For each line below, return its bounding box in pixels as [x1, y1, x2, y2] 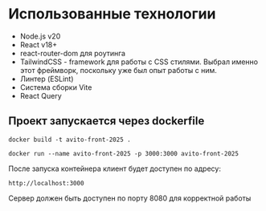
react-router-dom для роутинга [19, 48, 126, 58]
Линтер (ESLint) [19, 74, 74, 83]
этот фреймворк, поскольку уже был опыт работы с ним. [19, 65, 217, 75]
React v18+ [19, 39, 58, 49]
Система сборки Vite [19, 82, 92, 92]
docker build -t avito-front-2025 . [8, 136, 131, 144]
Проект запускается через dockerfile [8, 114, 205, 128]
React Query [19, 91, 62, 100]
